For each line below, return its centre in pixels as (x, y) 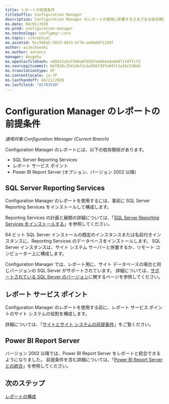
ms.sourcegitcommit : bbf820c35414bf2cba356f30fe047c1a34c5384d (73, 66)
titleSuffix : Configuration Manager (44, 15)
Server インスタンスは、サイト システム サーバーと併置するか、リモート (80, 247)
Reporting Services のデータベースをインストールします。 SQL (96, 241)
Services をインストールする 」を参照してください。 (59, 224)
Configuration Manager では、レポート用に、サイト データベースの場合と (81, 264)
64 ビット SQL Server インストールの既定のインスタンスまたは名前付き (79, 235)
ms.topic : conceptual (28, 38)
